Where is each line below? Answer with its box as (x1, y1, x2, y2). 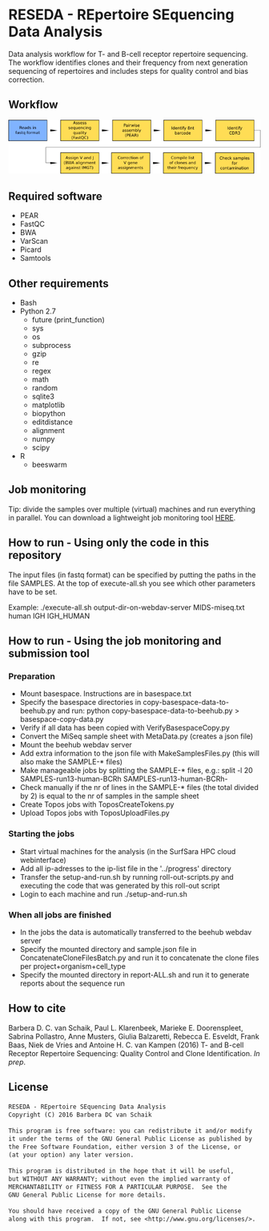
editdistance (31, 417, 74, 427)
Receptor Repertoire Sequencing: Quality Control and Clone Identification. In (8, 1048, 260, 1058)
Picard (19, 245, 42, 254)
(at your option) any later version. (8, 1151, 134, 1159)
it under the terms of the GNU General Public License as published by (8, 1135, 252, 1143)
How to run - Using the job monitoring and (8, 634, 222, 648)
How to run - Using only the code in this (8, 536, 210, 550)
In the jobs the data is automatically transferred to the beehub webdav (19, 928, 252, 937)
